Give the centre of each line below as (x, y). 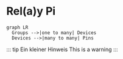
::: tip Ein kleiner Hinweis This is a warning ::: (62, 49)
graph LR (17, 27)
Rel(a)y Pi (31, 11)
